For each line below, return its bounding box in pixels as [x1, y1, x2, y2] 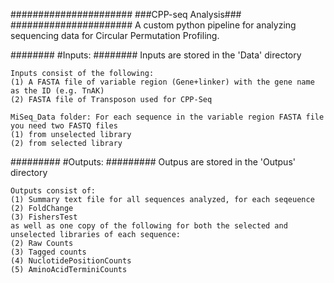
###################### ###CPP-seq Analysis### [10, 9, 242, 20]
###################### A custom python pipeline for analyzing [10, 19, 297, 31]
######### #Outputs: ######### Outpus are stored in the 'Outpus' [10, 156, 296, 168]
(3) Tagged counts [10, 247, 87, 257]
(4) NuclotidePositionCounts [10, 256, 132, 266]
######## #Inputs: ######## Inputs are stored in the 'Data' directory [10, 49, 302, 61]
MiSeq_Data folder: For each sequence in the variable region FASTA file [10, 112, 325, 122]
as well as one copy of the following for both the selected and [10, 221, 288, 231]
